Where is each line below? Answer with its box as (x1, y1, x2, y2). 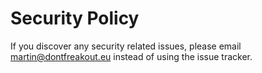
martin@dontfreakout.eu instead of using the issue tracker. (10, 50, 253, 62)
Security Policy (10, 7, 140, 30)
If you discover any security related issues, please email (10, 40, 242, 52)
